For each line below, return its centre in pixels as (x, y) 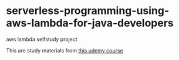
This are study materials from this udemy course (65, 50)
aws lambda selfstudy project (42, 39)
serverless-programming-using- (88, 11)
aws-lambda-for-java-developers (90, 23)
